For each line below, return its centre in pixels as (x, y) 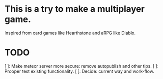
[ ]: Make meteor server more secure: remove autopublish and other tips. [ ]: (81, 66)
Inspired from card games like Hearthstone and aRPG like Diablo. (70, 33)
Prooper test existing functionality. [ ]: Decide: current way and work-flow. (79, 71)
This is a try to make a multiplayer (75, 9)
